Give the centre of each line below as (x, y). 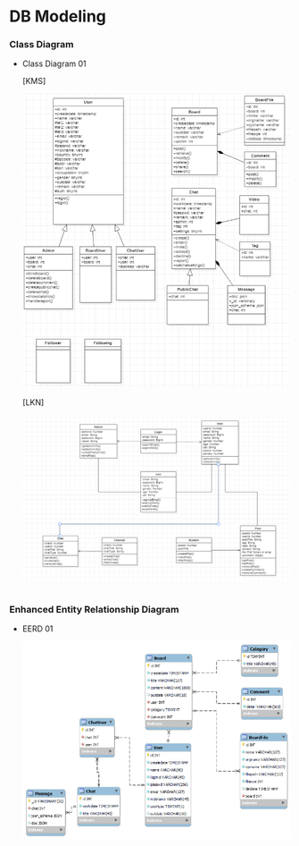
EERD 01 (37, 629)
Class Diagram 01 (54, 63)
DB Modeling (58, 17)
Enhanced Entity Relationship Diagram (94, 609)
